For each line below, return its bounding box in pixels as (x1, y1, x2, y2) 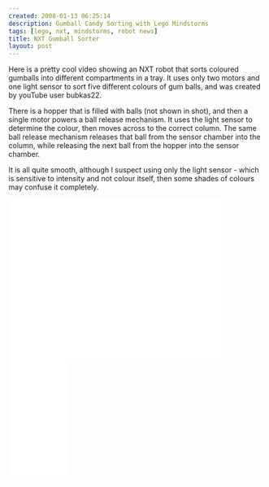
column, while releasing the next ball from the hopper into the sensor (8, 141, 240, 150)
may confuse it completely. (8, 182, 99, 192)
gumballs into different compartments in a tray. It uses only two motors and (8, 73, 260, 83)
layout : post (8, 42, 53, 50)
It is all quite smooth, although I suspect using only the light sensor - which (8, 165, 260, 175)
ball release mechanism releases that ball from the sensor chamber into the (8, 132, 261, 142)
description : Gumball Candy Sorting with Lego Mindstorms (8, 20, 209, 28)
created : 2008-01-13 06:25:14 (8, 11, 111, 20)
